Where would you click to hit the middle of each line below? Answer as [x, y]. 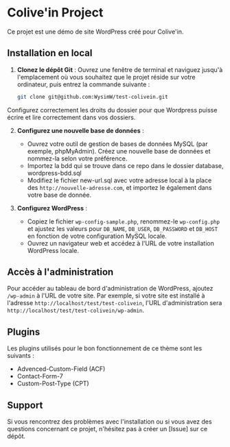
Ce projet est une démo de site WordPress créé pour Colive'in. [95, 32]
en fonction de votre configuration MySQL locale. [97, 236]
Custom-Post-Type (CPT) [53, 384]
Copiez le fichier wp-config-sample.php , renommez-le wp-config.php [124, 221]
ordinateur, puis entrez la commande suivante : [83, 84]
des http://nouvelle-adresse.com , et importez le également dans [119, 187]
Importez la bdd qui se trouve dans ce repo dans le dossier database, [126, 165]
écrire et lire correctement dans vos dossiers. [71, 117]
